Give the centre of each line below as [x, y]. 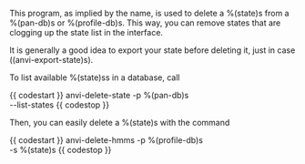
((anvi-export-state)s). [51, 60]
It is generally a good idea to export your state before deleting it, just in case [152, 50]
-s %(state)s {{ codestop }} [61, 150]
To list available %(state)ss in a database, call [95, 77]
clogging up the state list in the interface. [86, 32]
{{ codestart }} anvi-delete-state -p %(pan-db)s [99, 95]
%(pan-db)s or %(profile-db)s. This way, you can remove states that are [145, 23]
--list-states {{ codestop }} [60, 105]
